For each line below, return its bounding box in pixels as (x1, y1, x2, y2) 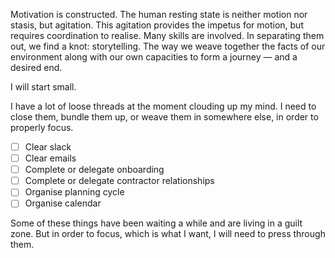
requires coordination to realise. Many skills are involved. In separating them (10, 30, 325, 41)
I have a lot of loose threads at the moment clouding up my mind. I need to (10, 100, 317, 112)
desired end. (10, 62, 63, 73)
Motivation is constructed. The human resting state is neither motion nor (10, 9, 308, 20)
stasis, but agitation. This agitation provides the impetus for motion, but (10, 19, 304, 31)
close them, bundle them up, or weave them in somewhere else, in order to (10, 111, 319, 123)
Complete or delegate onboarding (24, 164, 165, 176)
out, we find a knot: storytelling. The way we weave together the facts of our (10, 40, 326, 52)
